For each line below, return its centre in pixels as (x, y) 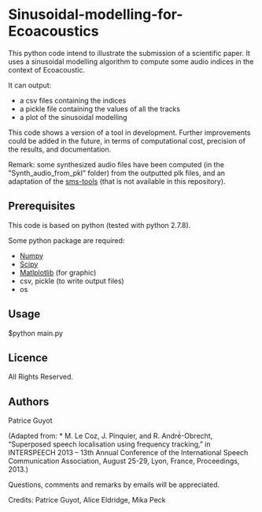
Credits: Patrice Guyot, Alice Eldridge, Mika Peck (87, 500)
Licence (28, 358)
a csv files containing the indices (73, 100)
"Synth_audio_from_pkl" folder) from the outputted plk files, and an (117, 173)
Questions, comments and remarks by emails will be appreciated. (114, 485)
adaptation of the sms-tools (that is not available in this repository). (117, 181)
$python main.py (35, 333)
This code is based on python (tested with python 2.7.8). (100, 225)
